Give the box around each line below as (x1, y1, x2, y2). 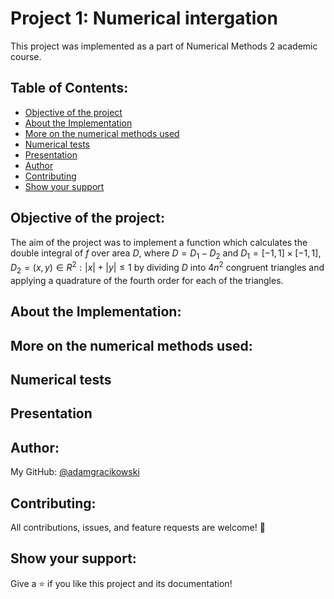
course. (10, 50, 42, 62)
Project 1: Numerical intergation (10, 7, 278, 30)
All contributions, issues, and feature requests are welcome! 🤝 (10, 522, 266, 533)
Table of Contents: (10, 80, 129, 97)
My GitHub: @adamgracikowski (10, 466, 140, 478)
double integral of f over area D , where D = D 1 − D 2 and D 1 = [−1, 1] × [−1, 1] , (10, 247, 322, 261)
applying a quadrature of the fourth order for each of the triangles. (10, 274, 284, 286)
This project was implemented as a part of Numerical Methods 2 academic (10, 40, 318, 52)
